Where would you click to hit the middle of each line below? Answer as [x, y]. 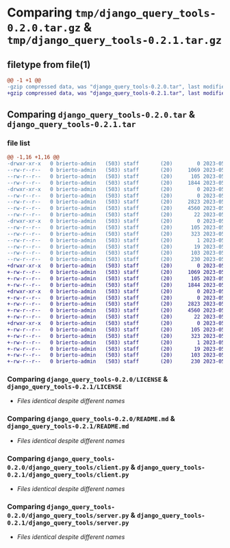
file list [19, 143]
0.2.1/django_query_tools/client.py [68, 475]
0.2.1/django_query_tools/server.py [68, 523]
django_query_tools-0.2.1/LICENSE [64, 387]
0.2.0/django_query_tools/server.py [68, 515]
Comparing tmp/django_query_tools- [112, 13]
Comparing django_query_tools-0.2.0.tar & [101, 115]
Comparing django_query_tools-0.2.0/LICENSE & [88, 379]
